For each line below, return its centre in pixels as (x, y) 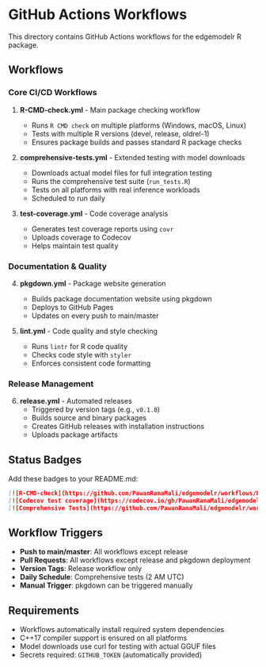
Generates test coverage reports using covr (103, 228)
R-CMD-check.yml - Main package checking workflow (110, 109)
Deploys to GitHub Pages (72, 307)
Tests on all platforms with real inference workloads (116, 190)
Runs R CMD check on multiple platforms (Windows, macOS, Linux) (139, 125)
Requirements (44, 610)
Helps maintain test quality (75, 245)
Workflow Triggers (55, 533)
